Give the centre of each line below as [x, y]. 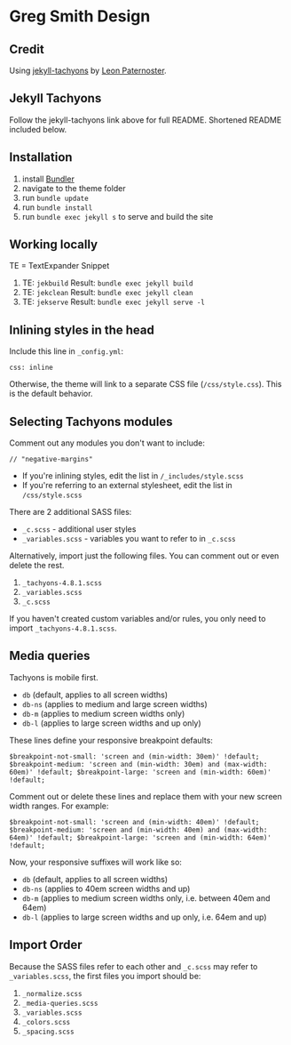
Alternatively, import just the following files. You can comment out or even [144, 556]
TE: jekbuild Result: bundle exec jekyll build [107, 283]
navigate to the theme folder [74, 188]
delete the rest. [37, 566]
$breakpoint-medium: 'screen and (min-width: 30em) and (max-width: [138, 764]
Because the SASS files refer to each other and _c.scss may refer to [134, 966]
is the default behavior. [51, 394]
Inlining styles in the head [82, 330]
